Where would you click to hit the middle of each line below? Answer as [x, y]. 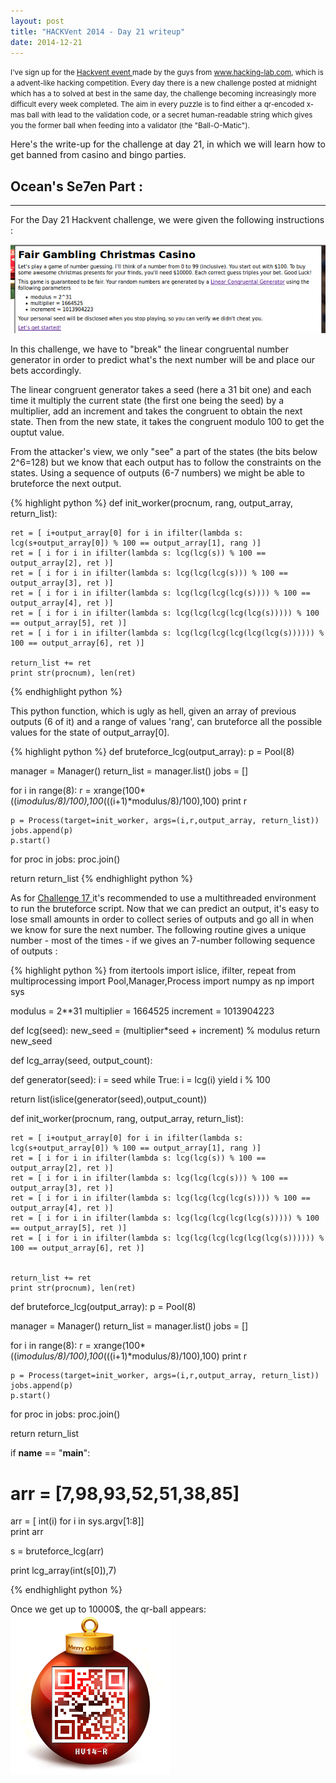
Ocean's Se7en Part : [76, 186]
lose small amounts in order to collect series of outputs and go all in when [162, 919]
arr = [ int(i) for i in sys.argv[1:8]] [77, 1521]
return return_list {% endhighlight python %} [102, 879]
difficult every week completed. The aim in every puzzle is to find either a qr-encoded [157, 105]
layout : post [37, 21]
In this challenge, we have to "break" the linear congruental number [150, 349]
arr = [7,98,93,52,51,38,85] [125, 1493]
